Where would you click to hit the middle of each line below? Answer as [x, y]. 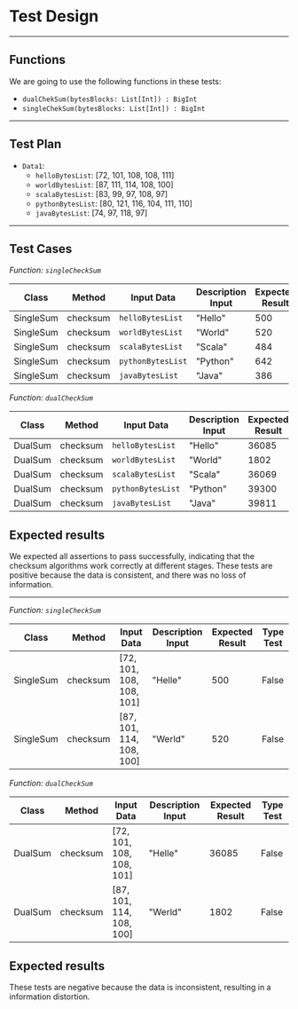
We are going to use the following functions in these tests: [115, 81]
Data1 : [33, 165]
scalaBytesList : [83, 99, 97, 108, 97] [102, 193]
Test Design [54, 16]
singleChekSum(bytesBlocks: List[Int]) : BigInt [114, 108]
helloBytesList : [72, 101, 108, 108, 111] [105, 175]
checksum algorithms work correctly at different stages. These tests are [141, 566]
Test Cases [41, 249]
